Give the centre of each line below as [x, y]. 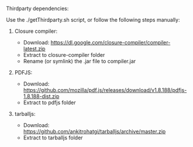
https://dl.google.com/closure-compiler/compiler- [111, 42]
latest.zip [34, 49]
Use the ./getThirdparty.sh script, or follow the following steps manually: [93, 20]
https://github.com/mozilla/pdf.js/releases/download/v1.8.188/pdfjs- [105, 90]
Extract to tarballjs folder [53, 138]
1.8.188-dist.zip [41, 96]
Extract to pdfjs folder [49, 102]
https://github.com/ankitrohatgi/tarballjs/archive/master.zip [94, 131]
